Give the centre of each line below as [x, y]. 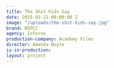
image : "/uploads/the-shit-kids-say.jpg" [58, 22]
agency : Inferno [26, 34]
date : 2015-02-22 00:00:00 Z [42, 17]
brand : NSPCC [22, 28]
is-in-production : [29, 50]
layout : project [26, 56]
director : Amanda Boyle [35, 45]
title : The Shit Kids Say [38, 12]
